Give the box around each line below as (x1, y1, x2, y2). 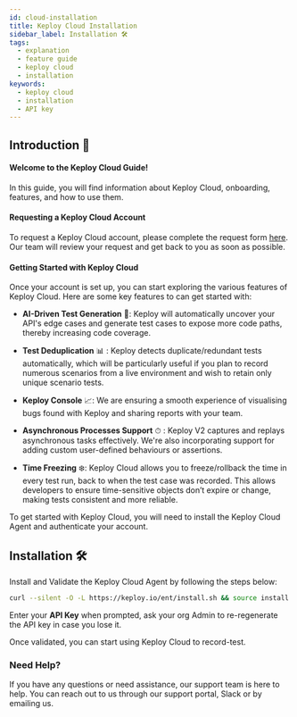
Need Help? (9, 658, 62, 671)
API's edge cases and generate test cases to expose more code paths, (21, 318, 283, 329)
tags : (9, 38, 29, 47)
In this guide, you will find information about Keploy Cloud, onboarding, (9, 182, 270, 193)
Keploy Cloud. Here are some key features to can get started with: (9, 291, 252, 302)
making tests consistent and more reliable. (21, 495, 178, 505)
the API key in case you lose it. (9, 619, 122, 629)
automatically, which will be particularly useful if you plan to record (21, 358, 269, 369)
